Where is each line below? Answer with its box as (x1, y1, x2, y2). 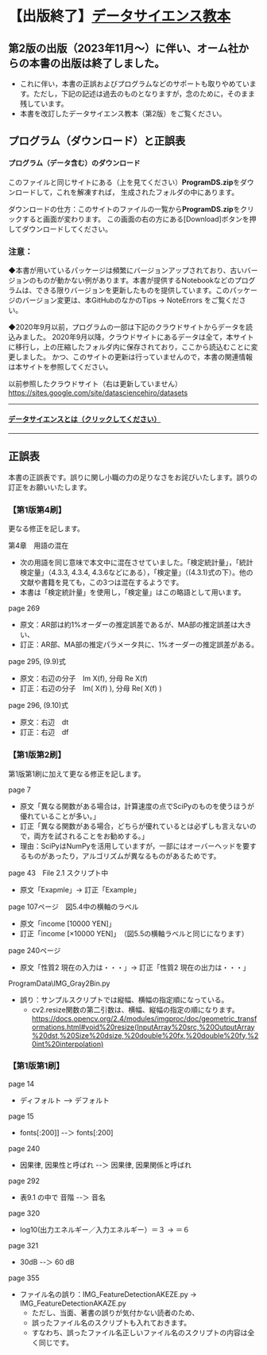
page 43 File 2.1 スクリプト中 (8, 868, 109, 877)
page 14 (8, 1079, 34, 1088)
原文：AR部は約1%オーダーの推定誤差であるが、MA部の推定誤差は (19, 620, 238, 630)
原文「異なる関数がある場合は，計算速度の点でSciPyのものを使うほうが (19, 801, 254, 810)
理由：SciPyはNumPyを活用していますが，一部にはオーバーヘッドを (19, 841, 243, 850)
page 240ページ (8, 945, 61, 955)
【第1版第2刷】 (8, 749, 66, 760)
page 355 (8, 1273, 40, 1283)
